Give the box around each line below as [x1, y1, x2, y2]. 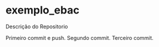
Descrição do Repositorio [5, 23, 68, 30]
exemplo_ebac [5, 4, 80, 17]
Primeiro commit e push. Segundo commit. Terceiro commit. [5, 34, 154, 41]
